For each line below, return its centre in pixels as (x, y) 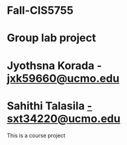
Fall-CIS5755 (40, 11)
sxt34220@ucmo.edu (63, 119)
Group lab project (51, 38)
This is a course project (36, 135)
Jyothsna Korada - (54, 65)
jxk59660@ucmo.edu (63, 78)
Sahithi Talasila (46, 106)
